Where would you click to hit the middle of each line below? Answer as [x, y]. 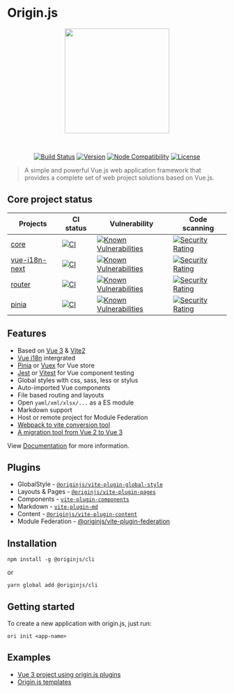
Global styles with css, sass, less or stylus [78, 380]
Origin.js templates [44, 682]
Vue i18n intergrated [46, 358]
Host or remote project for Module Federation [83, 417]
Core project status [50, 199]
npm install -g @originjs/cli [51, 560]
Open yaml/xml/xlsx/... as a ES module [76, 402]
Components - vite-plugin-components [73, 499]
